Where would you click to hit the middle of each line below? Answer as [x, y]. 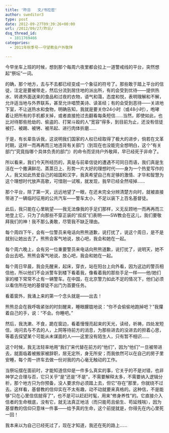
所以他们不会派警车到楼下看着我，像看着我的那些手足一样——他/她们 [90, 273]
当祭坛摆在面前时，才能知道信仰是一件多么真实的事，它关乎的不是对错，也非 [84, 370]
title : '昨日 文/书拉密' [31, 10]
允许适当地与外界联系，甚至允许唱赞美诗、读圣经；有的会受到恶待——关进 [82, 103]
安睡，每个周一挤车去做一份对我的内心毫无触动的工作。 [62, 359]
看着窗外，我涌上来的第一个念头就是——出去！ [54, 296]
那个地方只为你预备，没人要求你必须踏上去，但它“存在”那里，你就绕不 [87, 383]
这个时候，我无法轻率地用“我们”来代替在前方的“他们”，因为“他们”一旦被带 [81, 347]
